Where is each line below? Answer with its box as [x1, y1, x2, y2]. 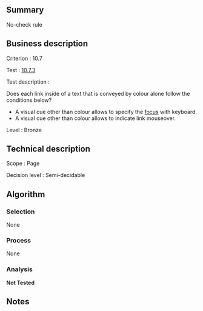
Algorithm [6, 189, 45, 199]
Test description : [6, 78, 50, 85]
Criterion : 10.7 [6, 55, 42, 62]
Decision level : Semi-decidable [6, 172, 85, 179]
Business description [6, 39, 88, 49]
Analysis [6, 265, 33, 273]
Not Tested [6, 279, 35, 286]
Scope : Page [6, 160, 40, 167]
